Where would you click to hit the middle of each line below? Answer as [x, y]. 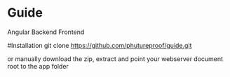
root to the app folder [38, 66]
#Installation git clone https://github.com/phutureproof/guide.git [100, 45]
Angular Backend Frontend [46, 32]
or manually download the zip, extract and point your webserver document [115, 59]
